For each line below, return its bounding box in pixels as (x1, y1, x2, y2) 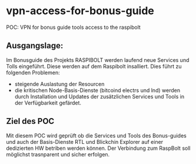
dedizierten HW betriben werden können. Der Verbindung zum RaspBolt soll (6, 145, 191, 152)
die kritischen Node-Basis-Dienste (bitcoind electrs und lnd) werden (14, 87, 181, 94)
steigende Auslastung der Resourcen (14, 80, 105, 87)
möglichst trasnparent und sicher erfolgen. (6, 150, 110, 158)
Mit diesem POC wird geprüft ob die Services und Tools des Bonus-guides (6, 132, 187, 139)
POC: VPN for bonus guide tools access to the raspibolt (6, 24, 141, 31)
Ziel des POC (6, 116, 55, 126)
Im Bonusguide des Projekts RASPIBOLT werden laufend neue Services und (6, 56, 190, 63)
